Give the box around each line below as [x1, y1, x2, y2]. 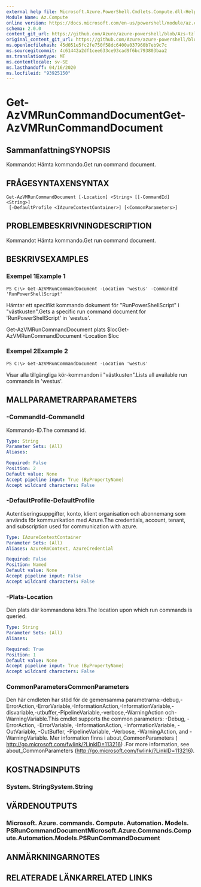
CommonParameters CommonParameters [6, 683, 130, 691]
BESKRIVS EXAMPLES [6, 254, 89, 264]
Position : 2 [6, 465, 36, 472]
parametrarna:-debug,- [125, 696, 183, 704]
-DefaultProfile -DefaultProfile [6, 497, 95, 505]
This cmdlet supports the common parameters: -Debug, [48, 715, 186, 722]
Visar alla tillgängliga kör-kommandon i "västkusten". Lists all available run [6, 371, 187, 378]
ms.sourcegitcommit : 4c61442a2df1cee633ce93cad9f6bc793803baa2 [6, 48, 167, 54]
